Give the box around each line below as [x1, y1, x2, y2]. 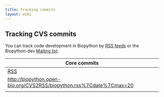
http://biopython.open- [7, 76, 61, 83]
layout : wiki [5, 12, 32, 17]
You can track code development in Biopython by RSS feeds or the [5, 43, 139, 49]
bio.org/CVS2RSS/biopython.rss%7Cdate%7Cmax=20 [7, 82, 134, 89]
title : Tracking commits [5, 7, 56, 12]
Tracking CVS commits [5, 30, 77, 38]
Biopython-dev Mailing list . [5, 48, 59, 54]
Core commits [65, 60, 99, 67]
